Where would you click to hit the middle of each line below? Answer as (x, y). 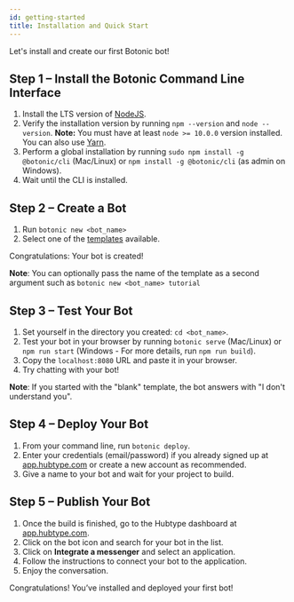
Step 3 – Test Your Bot (71, 310)
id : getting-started (48, 17)
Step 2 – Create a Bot (68, 208)
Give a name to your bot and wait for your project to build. (128, 474)
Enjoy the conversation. (65, 570)
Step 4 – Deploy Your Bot (79, 424)
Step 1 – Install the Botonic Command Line (127, 79)
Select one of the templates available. (91, 239)
